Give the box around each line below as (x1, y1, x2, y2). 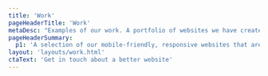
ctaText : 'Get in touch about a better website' (8, 56, 173, 64)
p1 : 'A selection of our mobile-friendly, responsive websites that (15, 41, 248, 49)
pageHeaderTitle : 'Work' (8, 19, 91, 27)
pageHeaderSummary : (8, 33, 73, 42)
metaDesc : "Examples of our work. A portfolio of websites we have (8, 26, 238, 34)
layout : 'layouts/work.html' (8, 48, 105, 56)
